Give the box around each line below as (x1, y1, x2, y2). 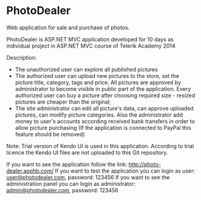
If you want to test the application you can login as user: (55, 167, 196, 174)
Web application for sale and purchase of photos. (6, 24, 130, 31)
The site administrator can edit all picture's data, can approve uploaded (15, 104, 194, 112)
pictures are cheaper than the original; (15, 98, 111, 105)
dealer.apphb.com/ (6, 167, 54, 174)
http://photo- (128, 160, 161, 168)
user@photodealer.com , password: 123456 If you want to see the (6, 173, 170, 180)
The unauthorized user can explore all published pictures (15, 65, 158, 73)
